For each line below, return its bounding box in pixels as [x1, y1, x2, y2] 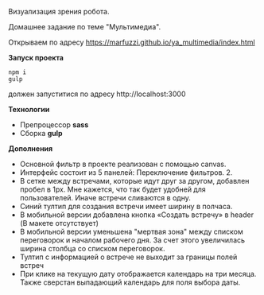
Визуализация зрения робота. [8, 7, 110, 16]
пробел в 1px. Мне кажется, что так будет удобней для [19, 184, 207, 194]
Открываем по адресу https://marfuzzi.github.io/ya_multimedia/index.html [8, 37, 256, 47]
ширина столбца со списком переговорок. [19, 244, 165, 253]
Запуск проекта [8, 53, 64, 62]
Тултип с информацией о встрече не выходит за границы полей [19, 252, 238, 262]
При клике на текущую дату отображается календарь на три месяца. [19, 270, 257, 278]
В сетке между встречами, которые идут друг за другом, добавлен [19, 177, 250, 185]
